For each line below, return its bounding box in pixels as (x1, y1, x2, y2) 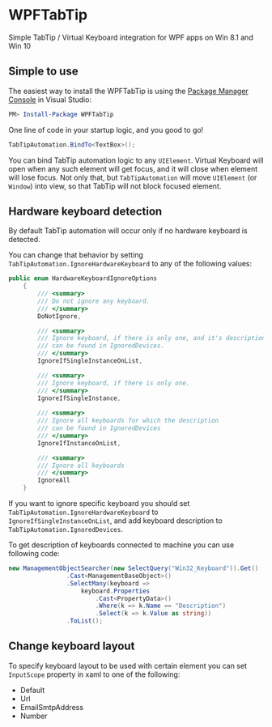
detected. (8, 235, 40, 244)
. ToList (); (66, 617, 104, 625)
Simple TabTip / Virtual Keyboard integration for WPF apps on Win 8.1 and (8, 32, 253, 42)
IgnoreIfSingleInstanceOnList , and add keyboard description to (8, 516, 223, 525)
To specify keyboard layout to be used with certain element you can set (8, 661, 247, 670)
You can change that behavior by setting (8, 250, 144, 260)
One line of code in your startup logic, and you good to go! (8, 125, 204, 134)
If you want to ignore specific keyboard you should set (8, 499, 190, 508)
